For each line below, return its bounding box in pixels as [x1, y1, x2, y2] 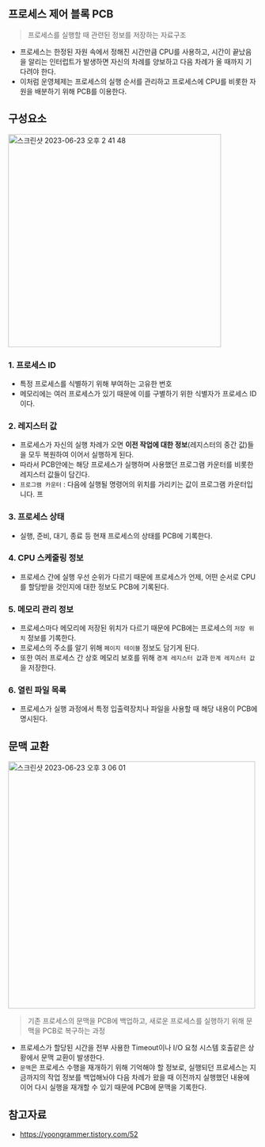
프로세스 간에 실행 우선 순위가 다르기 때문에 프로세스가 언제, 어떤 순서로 [19, 572, 240, 581]
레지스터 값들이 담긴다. [19, 470, 90, 480]
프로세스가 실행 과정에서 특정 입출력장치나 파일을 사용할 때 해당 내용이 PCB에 [19, 704, 258, 713]
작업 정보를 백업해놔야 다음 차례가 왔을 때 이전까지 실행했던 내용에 [47, 1072, 251, 1082]
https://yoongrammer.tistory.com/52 [19, 1130, 138, 1139]
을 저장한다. [19, 663, 57, 672]
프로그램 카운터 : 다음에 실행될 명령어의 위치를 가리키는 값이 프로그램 [19, 480, 226, 489]
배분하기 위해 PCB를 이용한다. [34, 86, 127, 96]
